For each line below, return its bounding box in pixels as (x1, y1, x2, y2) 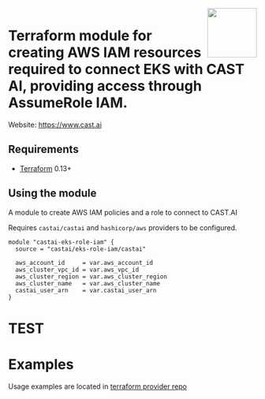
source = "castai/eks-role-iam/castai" (15, 244, 147, 253)
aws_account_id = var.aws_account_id (15, 259, 154, 267)
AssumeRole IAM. (8, 94, 128, 112)
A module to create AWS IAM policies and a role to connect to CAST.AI (8, 207, 238, 217)
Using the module (8, 187, 97, 200)
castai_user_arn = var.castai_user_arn (15, 286, 157, 294)
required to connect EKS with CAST (8, 61, 244, 78)
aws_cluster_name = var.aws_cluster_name (15, 279, 160, 287)
